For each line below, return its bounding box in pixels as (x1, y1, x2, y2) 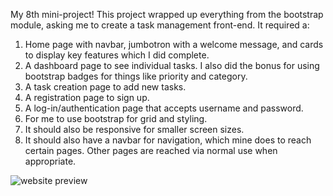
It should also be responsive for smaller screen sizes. (24, 124, 245, 135)
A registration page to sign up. (24, 92, 150, 103)
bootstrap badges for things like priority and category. (24, 70, 248, 82)
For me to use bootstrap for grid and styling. (24, 113, 208, 124)
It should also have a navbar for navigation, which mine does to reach (24, 134, 312, 146)
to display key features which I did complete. (24, 49, 210, 61)
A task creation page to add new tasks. (24, 81, 187, 93)
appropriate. (24, 155, 77, 167)
